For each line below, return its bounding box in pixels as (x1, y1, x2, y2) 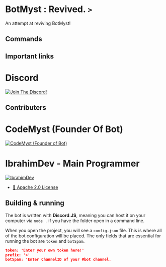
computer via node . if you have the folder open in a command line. (5, 218, 145, 224)
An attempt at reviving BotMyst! (5, 20, 71, 26)
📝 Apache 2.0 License (12, 184, 58, 190)
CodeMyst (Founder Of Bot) (5, 123, 123, 135)
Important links (5, 52, 54, 60)
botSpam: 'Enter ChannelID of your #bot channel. (5, 257, 112, 262)
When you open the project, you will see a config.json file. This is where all (5, 227, 162, 233)
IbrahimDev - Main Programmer (5, 158, 140, 169)
